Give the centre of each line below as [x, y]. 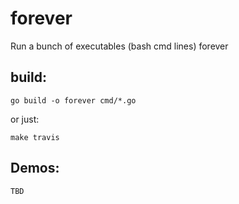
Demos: [35, 168]
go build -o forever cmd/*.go [73, 100]
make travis [35, 137]
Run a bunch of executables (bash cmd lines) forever [119, 46]
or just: [25, 119]
